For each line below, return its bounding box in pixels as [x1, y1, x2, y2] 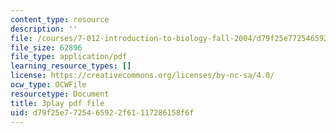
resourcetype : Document [10, 89, 110, 99]
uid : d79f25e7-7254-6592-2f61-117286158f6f [10, 107, 195, 118]
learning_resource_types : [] [10, 61, 132, 71]
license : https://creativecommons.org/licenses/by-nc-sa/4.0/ [10, 71, 275, 81]
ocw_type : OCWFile [10, 80, 87, 90]
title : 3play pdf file [10, 98, 105, 108]
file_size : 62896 [10, 42, 83, 53]
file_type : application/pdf [10, 52, 128, 62]
